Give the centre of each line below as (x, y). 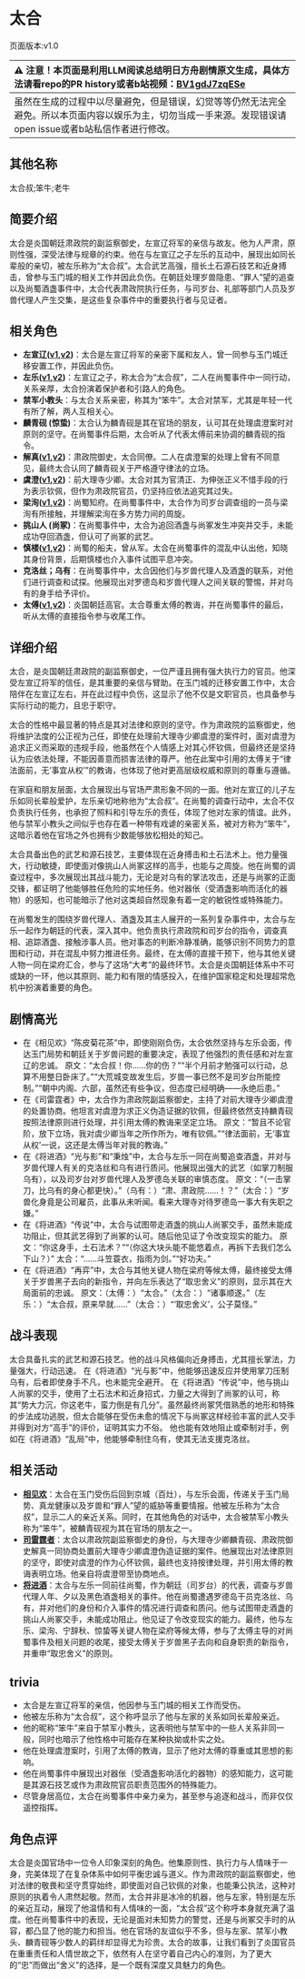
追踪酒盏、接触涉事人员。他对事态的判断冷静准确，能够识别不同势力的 (156, 942)
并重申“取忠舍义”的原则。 (70, 1653)
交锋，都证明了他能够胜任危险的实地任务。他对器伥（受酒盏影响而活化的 (144, 889)
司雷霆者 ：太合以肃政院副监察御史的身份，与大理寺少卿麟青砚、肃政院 (154, 1540)
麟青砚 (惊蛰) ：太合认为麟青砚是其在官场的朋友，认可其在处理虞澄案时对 (157, 423)
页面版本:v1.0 (34, 45)
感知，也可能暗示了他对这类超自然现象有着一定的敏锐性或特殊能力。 (160, 900)
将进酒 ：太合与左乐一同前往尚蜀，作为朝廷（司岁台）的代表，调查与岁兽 (157, 1585)
